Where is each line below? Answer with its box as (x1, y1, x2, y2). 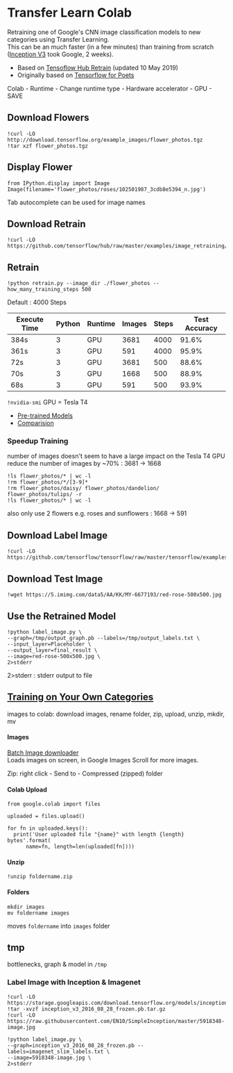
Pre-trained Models (17, 411, 73, 420)
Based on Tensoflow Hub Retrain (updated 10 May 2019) (17, 63, 179, 72)
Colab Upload (7, 785, 47, 794)
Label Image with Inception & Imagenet (7, 978, 141, 988)
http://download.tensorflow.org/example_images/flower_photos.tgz (7, 136, 203, 143)
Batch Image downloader (7, 748, 79, 757)
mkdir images (7, 903, 45, 910)
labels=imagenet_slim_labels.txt (7, 1048, 104, 1055)
